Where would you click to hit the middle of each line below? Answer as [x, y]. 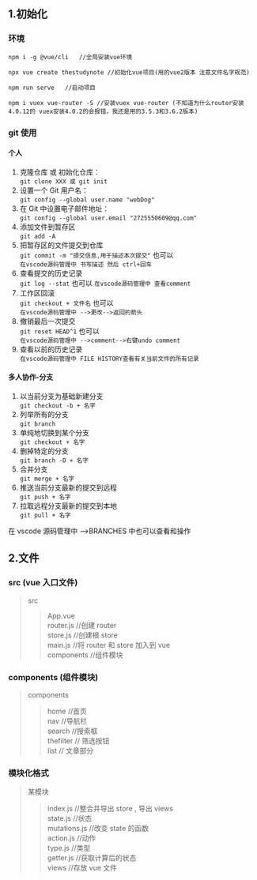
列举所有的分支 [44, 415]
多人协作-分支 [31, 377]
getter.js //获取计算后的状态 [92, 858]
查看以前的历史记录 [51, 349]
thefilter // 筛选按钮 [78, 741]
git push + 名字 [45, 497]
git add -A [38, 236]
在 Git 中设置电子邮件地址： [64, 209]
